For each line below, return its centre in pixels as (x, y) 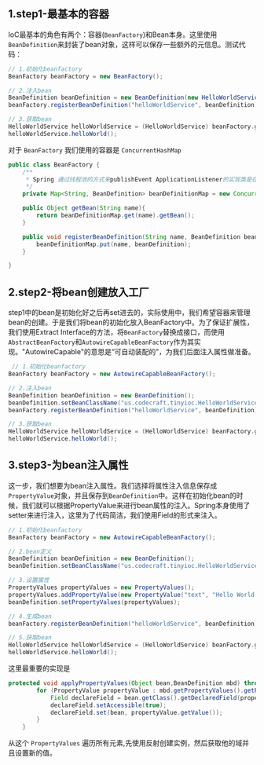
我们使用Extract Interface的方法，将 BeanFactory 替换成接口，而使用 (117, 332)
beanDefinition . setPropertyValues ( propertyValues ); (94, 602)
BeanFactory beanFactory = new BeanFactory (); (86, 76)
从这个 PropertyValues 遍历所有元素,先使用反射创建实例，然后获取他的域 (125, 743)
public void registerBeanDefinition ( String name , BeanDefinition (132, 237)
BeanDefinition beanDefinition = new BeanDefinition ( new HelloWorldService (135, 98)
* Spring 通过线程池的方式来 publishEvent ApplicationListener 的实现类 (136, 179)
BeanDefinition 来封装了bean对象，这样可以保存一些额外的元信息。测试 (124, 44)
